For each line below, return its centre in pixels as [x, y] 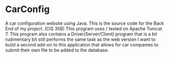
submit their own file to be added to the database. [57, 50]
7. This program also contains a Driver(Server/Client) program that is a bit [81, 34]
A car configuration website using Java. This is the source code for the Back [85, 23]
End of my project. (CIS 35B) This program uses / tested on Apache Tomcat [84, 28]
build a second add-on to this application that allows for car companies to [82, 44]
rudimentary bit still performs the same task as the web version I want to [80, 39]
